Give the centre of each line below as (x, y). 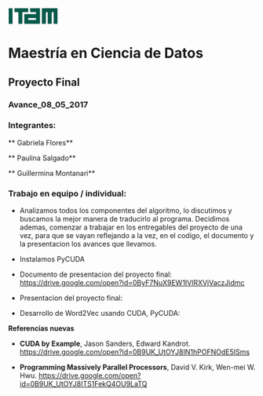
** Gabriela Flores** (40, 142)
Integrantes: (32, 126)
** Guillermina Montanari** (52, 173)
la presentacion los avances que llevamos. (88, 244)
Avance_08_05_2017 (48, 104)
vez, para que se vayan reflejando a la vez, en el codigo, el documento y (137, 236)
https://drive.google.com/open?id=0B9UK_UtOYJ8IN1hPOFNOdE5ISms (134, 352)
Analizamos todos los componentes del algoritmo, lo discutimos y (126, 211)
